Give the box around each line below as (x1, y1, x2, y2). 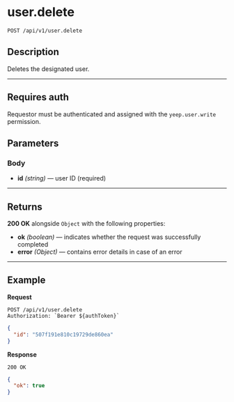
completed (17, 240, 49, 249)
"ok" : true (13, 382, 45, 389)
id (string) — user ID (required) (17, 174, 107, 183)
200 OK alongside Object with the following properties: (7, 219, 166, 228)
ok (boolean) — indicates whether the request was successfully (17, 233, 201, 241)
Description (7, 46, 59, 58)
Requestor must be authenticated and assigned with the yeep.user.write (7, 109, 217, 118)
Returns (7, 201, 43, 212)
